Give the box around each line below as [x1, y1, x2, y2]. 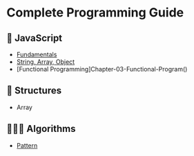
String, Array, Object [16, 58, 75, 66]
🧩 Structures [6, 85, 62, 97]
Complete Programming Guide [6, 5, 184, 21]
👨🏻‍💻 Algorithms [6, 123, 76, 135]
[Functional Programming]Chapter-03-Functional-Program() [16, 65, 188, 73]
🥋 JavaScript [6, 32, 63, 44]
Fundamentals [16, 50, 57, 58]
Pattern [16, 141, 38, 149]
